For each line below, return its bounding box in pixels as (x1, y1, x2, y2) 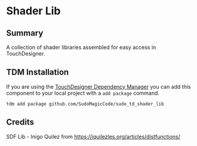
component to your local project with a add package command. (6, 89, 160, 97)
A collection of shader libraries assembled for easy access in (6, 44, 156, 51)
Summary (6, 28, 44, 38)
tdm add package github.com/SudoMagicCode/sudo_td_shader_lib (6, 101, 164, 107)
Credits (6, 117, 35, 128)
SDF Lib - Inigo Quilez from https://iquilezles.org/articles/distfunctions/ (6, 133, 181, 140)
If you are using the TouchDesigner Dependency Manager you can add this (6, 83, 191, 90)
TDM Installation (6, 67, 69, 77)
